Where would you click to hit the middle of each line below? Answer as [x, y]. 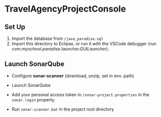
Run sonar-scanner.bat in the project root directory [63, 109]
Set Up [15, 27]
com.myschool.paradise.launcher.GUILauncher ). [60, 49]
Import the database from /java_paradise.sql [57, 38]
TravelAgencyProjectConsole [65, 9]
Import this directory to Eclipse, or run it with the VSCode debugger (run [84, 44]
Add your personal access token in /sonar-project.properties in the [80, 94]
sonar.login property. [33, 100]
